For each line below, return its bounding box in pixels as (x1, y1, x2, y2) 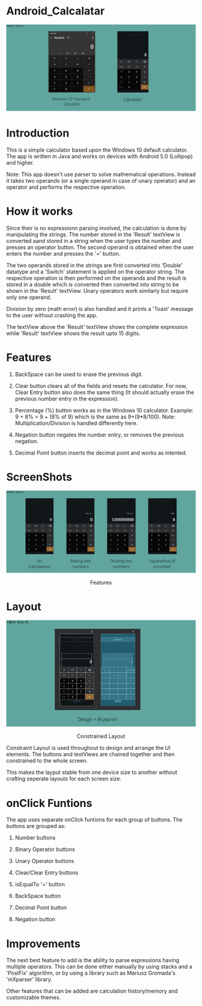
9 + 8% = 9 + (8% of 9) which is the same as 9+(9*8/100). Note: (14, 413, 176, 420)
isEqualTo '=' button (14, 881, 65, 888)
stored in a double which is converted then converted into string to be (6, 281, 179, 288)
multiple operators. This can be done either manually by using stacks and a (6, 963, 192, 971)
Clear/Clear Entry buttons (14, 869, 78, 876)
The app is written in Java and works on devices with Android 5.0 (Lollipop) (6, 153, 194, 160)
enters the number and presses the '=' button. (6, 250, 121, 257)
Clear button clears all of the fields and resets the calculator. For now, (14, 382, 188, 390)
